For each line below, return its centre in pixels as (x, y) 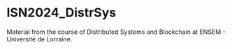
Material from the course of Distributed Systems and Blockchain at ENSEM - (116, 32)
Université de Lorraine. (39, 39)
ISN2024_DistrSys (61, 13)
